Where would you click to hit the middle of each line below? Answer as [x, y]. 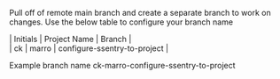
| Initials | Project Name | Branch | [70, 39]
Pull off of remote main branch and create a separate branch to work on [140, 13]
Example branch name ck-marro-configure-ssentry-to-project [123, 65]
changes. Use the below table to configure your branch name [121, 22]
